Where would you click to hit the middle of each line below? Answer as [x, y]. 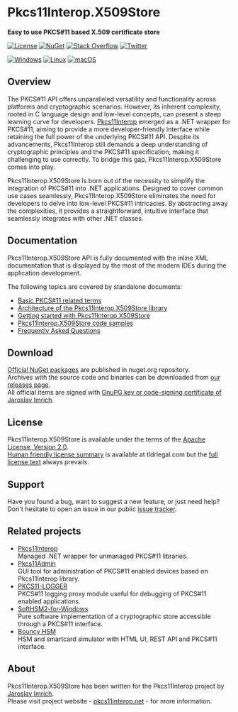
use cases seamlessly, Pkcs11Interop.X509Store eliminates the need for [112, 195]
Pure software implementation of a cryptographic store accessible [114, 616]
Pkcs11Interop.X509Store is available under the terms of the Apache [107, 439]
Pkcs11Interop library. [49, 579]
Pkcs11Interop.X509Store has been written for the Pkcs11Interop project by [116, 686]
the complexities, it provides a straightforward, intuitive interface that [108, 211]
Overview [29, 82]
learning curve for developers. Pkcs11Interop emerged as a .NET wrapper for [119, 121]
